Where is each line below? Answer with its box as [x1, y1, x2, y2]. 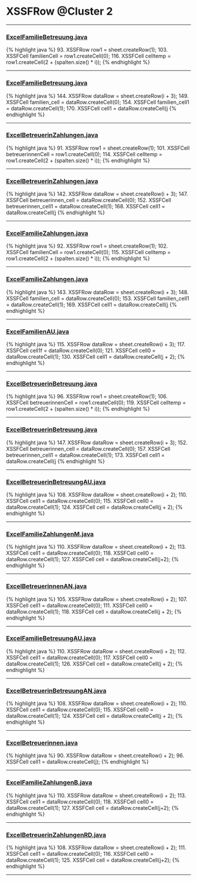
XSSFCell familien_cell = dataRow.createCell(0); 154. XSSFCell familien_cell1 [6, 99, 189, 106]
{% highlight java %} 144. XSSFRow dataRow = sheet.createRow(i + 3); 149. [6, 92, 189, 99]
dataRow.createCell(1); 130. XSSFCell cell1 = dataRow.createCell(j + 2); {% [6, 353, 185, 360]
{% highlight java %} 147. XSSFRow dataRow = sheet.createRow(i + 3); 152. [6, 439, 188, 446]
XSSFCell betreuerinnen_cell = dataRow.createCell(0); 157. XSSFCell [6, 445, 171, 452]
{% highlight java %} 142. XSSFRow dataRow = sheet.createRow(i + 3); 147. [6, 190, 188, 198]
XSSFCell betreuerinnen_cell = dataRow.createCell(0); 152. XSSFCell [6, 197, 171, 204]
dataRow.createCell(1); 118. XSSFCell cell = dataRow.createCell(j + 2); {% [6, 608, 182, 615]
